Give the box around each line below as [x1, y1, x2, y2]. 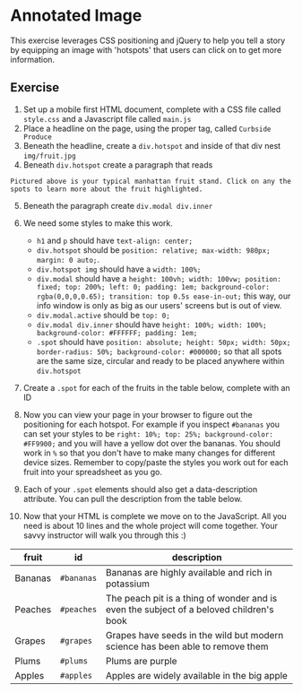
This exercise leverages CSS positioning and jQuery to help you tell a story [10, 35, 286, 46]
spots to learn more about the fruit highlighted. [10, 185, 203, 194]
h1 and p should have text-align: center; [36, 235, 194, 246]
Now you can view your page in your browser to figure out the [22, 409, 254, 420]
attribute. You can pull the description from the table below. [22, 493, 243, 504]
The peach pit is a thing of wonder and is [105, 592, 278, 604]
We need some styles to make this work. [22, 217, 174, 229]
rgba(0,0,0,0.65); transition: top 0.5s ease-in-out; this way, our [36, 290, 291, 301]
